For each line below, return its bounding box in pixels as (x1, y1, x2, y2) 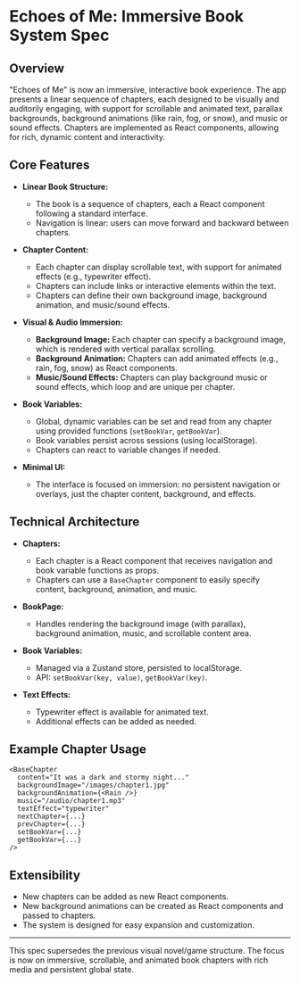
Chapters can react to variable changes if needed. (35, 444, 221, 455)
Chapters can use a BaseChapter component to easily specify (35, 574, 261, 585)
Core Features (9, 158, 90, 173)
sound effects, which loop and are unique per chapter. (35, 381, 236, 392)
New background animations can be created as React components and (21, 901, 284, 912)
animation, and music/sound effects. (35, 299, 171, 310)
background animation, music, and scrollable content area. (35, 627, 252, 639)
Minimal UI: (21, 461, 66, 472)
